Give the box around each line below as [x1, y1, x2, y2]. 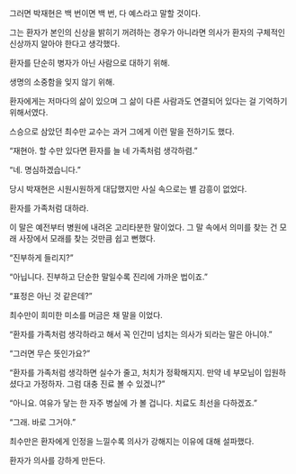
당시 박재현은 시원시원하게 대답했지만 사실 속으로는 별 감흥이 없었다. [9, 184, 247, 194]
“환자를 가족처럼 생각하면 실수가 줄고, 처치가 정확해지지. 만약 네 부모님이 [9, 368, 263, 378]
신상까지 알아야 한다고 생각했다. [9, 39, 121, 49]
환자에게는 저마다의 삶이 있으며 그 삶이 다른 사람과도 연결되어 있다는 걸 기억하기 [9, 96, 288, 106]
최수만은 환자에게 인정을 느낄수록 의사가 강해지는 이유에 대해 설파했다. [9, 436, 255, 446]
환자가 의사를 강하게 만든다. [9, 455, 106, 466]
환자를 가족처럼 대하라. [9, 203, 89, 214]
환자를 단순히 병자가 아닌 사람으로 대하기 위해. [9, 58, 171, 68]
